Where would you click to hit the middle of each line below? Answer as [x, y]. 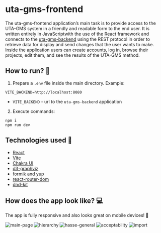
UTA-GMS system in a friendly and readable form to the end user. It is [77, 28]
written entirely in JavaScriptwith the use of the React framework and [77, 34]
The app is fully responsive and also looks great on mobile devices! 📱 [77, 215]
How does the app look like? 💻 [54, 201]
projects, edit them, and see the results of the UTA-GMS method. [72, 55]
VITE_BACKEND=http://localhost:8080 [44, 92]
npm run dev [18, 125]
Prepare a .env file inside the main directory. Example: [68, 83]
